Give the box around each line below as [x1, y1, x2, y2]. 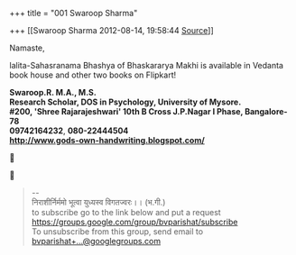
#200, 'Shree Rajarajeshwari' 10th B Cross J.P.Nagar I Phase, [9, 106, 244, 116]
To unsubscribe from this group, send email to [31, 226, 204, 237]
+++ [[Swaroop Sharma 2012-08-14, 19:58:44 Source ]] [9, 25, 214, 35]
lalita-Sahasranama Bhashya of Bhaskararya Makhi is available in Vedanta [9, 60, 284, 70]
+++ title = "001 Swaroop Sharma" [9, 8, 138, 18]
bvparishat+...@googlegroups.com [31, 236, 161, 246]
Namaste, [9, 42, 45, 53]
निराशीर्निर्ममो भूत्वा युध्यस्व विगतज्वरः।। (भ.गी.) [31, 197, 166, 207]
